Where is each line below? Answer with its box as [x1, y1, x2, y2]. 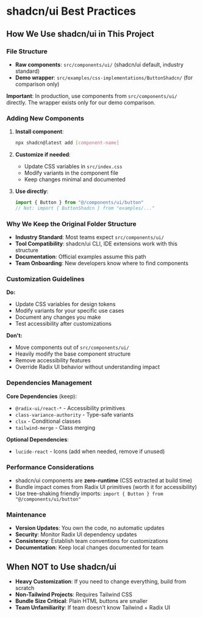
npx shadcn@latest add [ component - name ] [15, 140, 119, 146]
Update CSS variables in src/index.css [24, 163, 123, 170]
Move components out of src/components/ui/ [15, 344, 129, 351]
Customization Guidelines [6, 275, 85, 283]
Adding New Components [6, 114, 84, 122]
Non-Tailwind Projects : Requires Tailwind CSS [15, 591, 133, 598]
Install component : [15, 128, 64, 135]
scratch [15, 585, 35, 592]
